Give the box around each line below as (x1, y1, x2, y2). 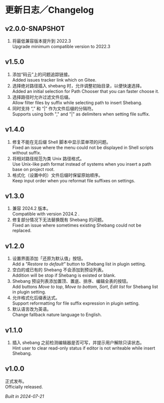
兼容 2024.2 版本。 (12, 205, 51, 211)
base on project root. (12, 166, 55, 172)
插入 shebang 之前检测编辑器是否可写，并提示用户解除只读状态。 (12, 340, 144, 345)
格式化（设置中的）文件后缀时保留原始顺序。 (12, 172, 103, 178)
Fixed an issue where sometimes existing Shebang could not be (12, 222, 141, 229)
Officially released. (5, 384, 43, 390)
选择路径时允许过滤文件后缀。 (12, 94, 73, 100)
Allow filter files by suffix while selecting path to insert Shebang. (12, 99, 142, 106)
